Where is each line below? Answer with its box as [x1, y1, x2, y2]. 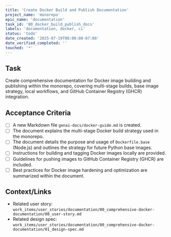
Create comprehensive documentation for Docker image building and [5, 77, 151, 84]
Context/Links [5, 188, 52, 196]
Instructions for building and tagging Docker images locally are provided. [12, 150, 166, 156]
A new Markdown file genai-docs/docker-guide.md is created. [12, 122, 141, 128]
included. [12, 161, 33, 168]
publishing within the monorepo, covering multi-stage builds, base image [5, 83, 159, 89]
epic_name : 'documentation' [5, 17, 65, 22]
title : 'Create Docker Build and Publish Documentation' [5, 7, 129, 13]
